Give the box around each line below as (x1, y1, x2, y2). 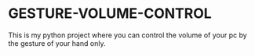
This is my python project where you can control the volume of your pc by (8, 30, 247, 40)
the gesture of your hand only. (8, 38, 106, 47)
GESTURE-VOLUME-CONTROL (8, 5, 212, 23)
